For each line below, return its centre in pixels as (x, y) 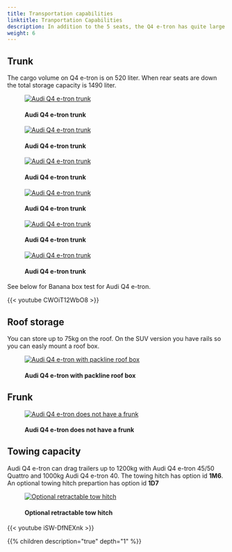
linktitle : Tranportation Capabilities (65, 20)
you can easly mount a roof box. (53, 346)
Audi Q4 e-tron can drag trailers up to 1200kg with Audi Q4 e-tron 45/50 (111, 468)
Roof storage (36, 322)
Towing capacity (44, 452)
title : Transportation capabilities (60, 14)
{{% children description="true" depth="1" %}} (74, 542)
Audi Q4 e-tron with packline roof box (80, 375)
